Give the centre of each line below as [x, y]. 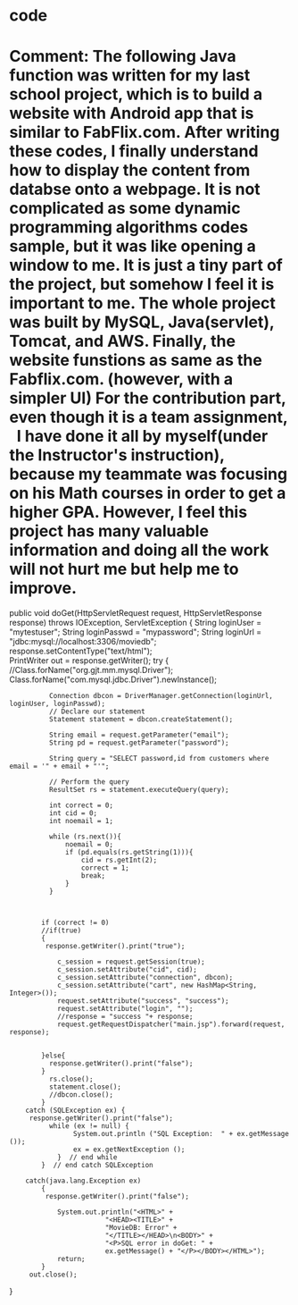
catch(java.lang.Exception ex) [83, 1181]
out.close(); [53, 1275]
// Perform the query [89, 782]
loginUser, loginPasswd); [57, 704]
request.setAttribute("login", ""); [125, 1009]
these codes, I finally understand [134, 152]
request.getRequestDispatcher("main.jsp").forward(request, [171, 1024]
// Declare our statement [97, 711]
